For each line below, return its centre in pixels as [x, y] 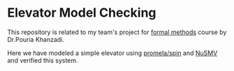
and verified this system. [43, 60]
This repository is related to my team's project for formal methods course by [117, 32]
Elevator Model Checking [82, 13]
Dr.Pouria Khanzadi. [36, 39]
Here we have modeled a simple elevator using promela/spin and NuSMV [112, 53]
